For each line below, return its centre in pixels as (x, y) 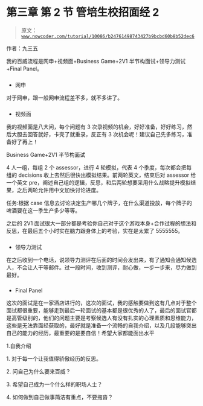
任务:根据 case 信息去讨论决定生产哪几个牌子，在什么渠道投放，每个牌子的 (99, 203)
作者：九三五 (22, 48)
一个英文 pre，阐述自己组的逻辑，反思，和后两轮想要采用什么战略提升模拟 (98, 182)
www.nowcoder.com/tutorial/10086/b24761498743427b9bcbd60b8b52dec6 (108, 36)
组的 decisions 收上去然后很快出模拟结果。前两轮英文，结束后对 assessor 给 (101, 175)
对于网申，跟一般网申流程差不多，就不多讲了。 (64, 98)
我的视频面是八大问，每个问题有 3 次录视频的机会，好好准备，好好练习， (97, 127)
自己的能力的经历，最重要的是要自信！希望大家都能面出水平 (80, 333)
